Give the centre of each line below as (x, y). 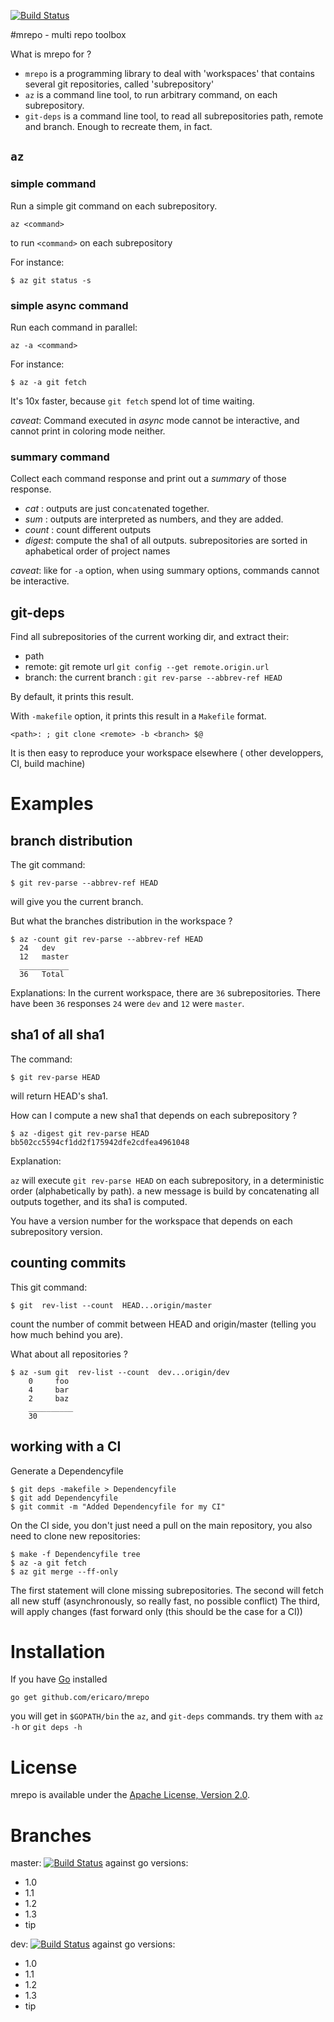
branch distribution (71, 840)
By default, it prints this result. (72, 697)
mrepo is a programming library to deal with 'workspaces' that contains (169, 73)
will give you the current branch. (77, 902)
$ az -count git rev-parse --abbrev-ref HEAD (106, 940)
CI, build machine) (48, 764)
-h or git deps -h (46, 1727)
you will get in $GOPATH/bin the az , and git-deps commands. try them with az (167, 1716)
